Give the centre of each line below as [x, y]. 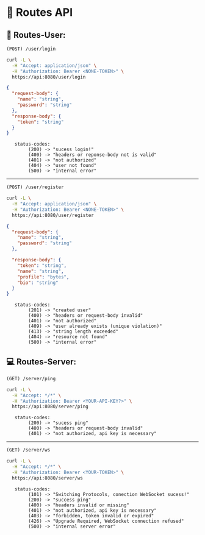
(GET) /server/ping [31, 378]
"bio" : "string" [38, 283]
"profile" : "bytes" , [43, 277]
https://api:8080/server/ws [48, 478]
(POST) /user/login [31, 49]
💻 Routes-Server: [41, 362]
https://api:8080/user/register [53, 215]
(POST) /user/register [35, 187]
